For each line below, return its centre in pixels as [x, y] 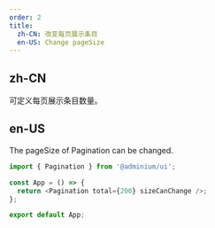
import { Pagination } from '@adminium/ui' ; [92, 166]
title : [21, 26]
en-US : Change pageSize [61, 42]
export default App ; [47, 215]
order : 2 [25, 17]
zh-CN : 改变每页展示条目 [58, 34]
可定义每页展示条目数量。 [56, 101]
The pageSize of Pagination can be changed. [92, 150]
